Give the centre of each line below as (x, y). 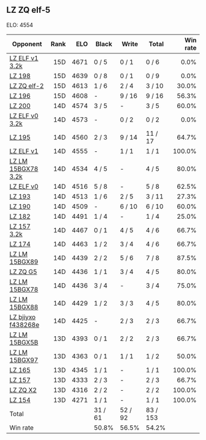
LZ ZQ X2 (23, 390)
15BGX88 (24, 307)
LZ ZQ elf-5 (29, 10)
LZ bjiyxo (22, 317)
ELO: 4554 (20, 25)
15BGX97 (24, 360)
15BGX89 (24, 262)
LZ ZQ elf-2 (27, 85)
